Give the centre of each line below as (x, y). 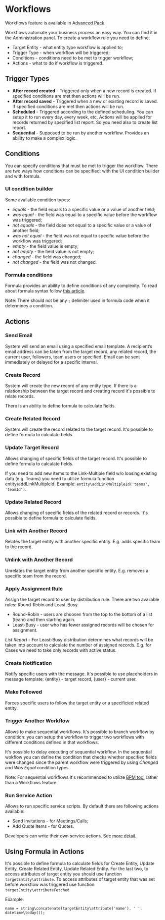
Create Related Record (33, 419)
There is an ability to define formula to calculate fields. (61, 406)
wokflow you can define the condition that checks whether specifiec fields (81, 757)
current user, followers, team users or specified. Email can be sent (73, 357)
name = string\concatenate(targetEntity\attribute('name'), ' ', (74, 908)
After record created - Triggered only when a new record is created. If (84, 91)
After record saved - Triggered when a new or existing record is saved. (85, 101)
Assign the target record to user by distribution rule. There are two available (82, 599)
